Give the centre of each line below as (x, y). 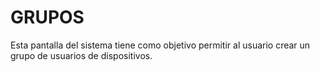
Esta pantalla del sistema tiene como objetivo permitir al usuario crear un (160, 45)
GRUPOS (47, 17)
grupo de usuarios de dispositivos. (81, 55)
